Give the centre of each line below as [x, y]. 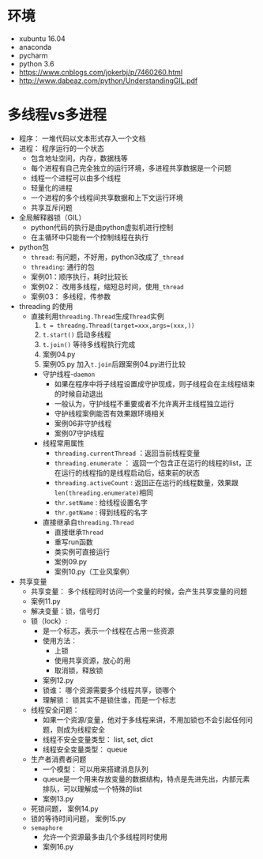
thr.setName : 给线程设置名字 [101, 502]
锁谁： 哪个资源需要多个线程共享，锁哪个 [109, 690]
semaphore [47, 828]
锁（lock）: [49, 620]
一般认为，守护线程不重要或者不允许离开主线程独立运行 [144, 403]
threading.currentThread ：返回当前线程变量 [127, 453]
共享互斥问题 [51, 207]
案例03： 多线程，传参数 [71, 296]
